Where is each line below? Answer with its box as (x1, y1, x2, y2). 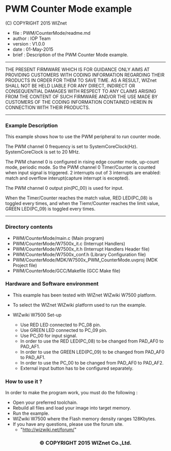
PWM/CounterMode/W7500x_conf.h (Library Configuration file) (12, 251, 146, 257)
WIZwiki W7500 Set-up (12, 311, 62, 318)
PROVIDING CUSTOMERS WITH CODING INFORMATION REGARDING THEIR (5, 72, 164, 78)
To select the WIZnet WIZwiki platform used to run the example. (12, 302, 147, 308)
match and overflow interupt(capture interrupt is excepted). (5, 175, 130, 182)
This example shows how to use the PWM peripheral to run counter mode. (5, 133, 161, 140)
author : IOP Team (12, 35, 51, 41)
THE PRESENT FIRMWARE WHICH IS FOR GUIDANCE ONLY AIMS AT (5, 66, 150, 72)
